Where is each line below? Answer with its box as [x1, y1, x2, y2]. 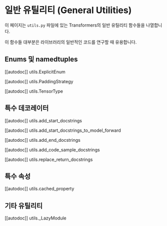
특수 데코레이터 [4, 104, 49, 113]
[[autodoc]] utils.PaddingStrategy [4, 78, 73, 84]
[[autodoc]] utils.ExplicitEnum [4, 69, 65, 75]
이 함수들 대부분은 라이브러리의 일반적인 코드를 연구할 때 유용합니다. [4, 39, 137, 45]
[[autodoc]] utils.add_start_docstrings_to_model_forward [4, 127, 121, 133]
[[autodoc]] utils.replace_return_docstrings [4, 156, 93, 162]
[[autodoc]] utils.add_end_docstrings [4, 137, 80, 143]
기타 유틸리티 [4, 201, 43, 210]
